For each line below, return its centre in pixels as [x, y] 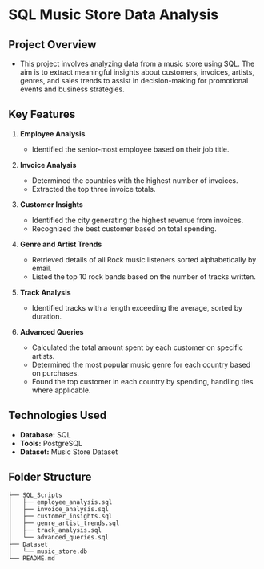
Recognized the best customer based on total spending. [124, 228]
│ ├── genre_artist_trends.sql [64, 523]
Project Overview [52, 45]
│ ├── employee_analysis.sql [60, 502]
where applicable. [61, 390]
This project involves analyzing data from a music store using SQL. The [137, 63]
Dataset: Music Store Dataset [69, 452]
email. [42, 268]
